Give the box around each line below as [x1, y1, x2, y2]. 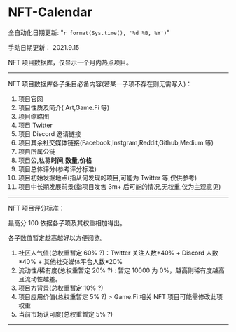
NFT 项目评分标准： [8, 204, 65, 212]
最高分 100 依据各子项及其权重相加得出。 [8, 218, 127, 227]
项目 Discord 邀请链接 [18, 129, 81, 138]
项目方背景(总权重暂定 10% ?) [18, 284, 104, 292]
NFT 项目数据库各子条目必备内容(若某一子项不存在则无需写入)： [8, 79, 192, 88]
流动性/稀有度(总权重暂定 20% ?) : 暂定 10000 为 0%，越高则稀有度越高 [18, 266, 225, 274]
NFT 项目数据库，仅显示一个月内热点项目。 [8, 58, 132, 67]
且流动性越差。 [18, 274, 62, 283]
